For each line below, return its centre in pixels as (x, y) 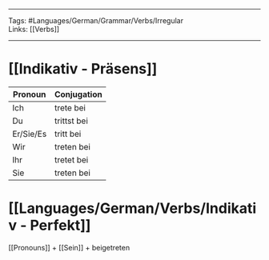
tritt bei (68, 134)
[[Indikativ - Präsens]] (83, 69)
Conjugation (78, 94)
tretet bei (72, 159)
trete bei (70, 107)
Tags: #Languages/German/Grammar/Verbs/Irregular (96, 20)
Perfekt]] (60, 226)
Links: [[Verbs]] (34, 29)
